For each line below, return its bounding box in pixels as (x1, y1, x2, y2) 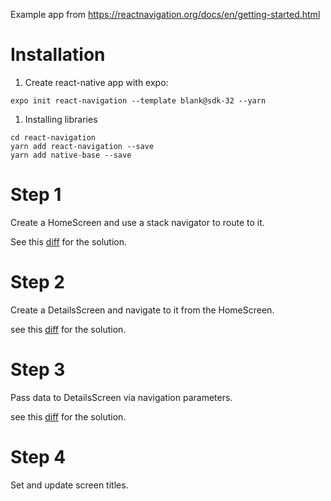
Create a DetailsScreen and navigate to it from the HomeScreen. (10, 304, 275, 316)
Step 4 (10, 445, 67, 468)
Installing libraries (24, 113, 98, 125)
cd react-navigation (10, 132, 97, 143)
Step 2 (10, 271, 65, 294)
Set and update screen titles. (10, 479, 129, 491)
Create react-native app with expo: (24, 76, 169, 88)
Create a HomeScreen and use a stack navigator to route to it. (10, 216, 265, 228)
